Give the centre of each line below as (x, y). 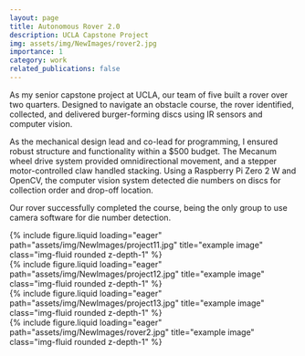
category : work (38, 60)
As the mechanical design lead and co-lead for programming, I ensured (144, 141)
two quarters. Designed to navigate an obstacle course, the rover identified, (152, 104)
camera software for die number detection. (90, 217)
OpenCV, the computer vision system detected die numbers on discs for (145, 180)
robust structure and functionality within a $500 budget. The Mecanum (143, 151)
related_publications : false (65, 69)
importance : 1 (37, 52)
